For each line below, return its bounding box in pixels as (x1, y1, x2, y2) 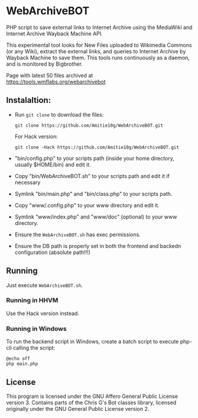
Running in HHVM (6, 296, 59, 304)
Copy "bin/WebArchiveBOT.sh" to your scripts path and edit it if (14, 172, 170, 179)
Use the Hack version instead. (6, 310, 80, 317)
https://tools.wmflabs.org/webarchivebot (6, 78, 106, 85)
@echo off (6, 356, 31, 362)
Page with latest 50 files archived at (6, 72, 93, 79)
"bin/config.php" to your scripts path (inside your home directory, (14, 155, 174, 162)
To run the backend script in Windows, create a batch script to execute (6, 338, 179, 345)
